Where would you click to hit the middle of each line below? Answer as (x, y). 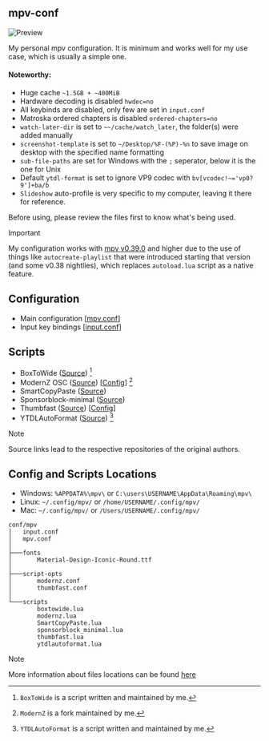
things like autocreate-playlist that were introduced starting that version (129, 257)
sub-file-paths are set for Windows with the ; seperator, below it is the (138, 161)
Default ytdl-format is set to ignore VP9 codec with (105, 178)
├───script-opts (35, 574)
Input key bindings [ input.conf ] (70, 327)
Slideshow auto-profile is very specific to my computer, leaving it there (136, 193)
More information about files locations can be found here (102, 675)
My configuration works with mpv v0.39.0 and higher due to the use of (125, 248)
